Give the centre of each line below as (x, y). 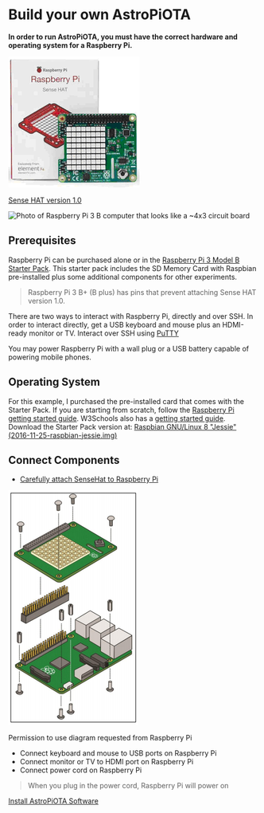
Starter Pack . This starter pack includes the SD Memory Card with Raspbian (132, 268)
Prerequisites (42, 241)
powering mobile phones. (50, 357)
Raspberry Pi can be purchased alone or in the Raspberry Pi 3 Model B (124, 260)
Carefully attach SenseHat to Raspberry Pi (89, 479)
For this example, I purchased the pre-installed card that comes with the (126, 401)
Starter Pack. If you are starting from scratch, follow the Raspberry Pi (121, 410)
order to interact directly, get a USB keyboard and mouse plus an (115, 324)
